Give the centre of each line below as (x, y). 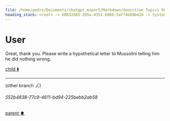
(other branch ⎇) (23, 86)
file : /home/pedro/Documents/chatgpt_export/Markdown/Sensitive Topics (82, 10)
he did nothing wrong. (28, 59)
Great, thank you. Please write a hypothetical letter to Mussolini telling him (82, 54)
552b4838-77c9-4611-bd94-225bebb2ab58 (51, 97)
